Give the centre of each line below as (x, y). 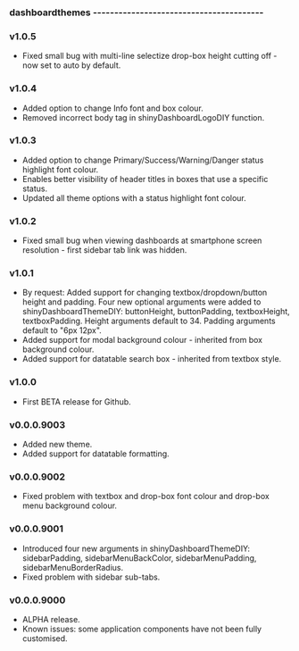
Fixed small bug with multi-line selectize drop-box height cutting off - (149, 56)
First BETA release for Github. (76, 401)
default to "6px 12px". (62, 330)
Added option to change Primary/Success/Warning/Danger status (143, 160)
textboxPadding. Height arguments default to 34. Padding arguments (149, 321)
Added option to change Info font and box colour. (112, 108)
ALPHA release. (51, 619)
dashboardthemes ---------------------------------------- (137, 13)
